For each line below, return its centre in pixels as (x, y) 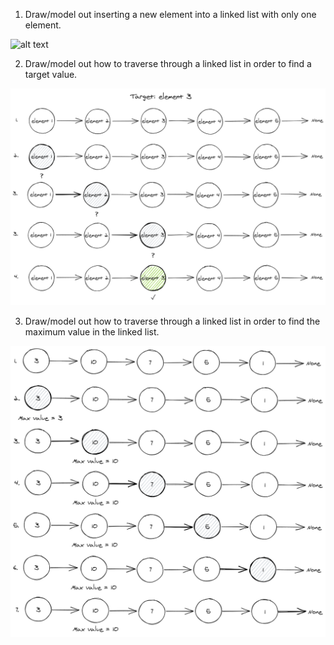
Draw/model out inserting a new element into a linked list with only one (170, 14)
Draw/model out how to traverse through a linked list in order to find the (172, 321)
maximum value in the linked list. (92, 331)
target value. (51, 74)
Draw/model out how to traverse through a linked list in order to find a (168, 63)
